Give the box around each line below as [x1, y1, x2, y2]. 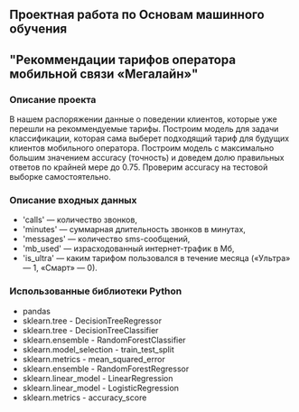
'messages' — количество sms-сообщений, [22, 234, 191, 245]
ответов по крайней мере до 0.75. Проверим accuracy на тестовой [9, 162, 268, 173]
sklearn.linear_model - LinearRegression [22, 372, 173, 383]
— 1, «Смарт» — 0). [22, 262, 98, 274]
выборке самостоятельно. [9, 172, 111, 183]
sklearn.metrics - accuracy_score [22, 392, 147, 403]
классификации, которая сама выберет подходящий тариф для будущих [9, 133, 290, 144]
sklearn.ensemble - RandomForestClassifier [22, 334, 187, 345]
